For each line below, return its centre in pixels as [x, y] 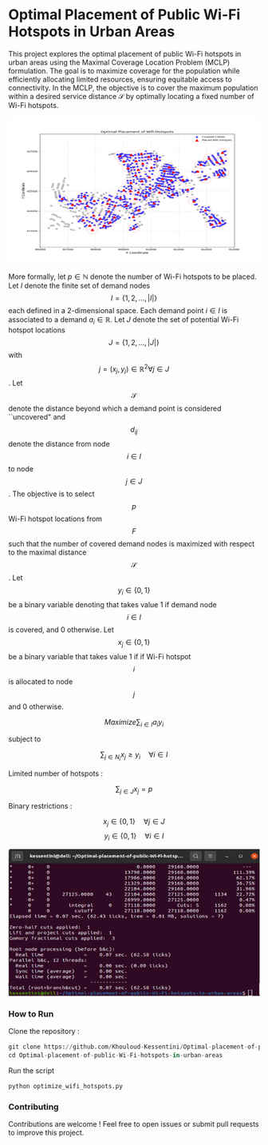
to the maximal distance [47, 552]
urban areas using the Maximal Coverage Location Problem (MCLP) [119, 62]
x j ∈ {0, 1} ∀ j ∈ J [134, 823]
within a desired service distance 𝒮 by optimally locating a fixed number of [131, 96]
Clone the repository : [44, 1032]
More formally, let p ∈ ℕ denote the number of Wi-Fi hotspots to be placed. [132, 276]
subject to [25, 739]
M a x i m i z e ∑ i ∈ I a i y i [134, 723]
